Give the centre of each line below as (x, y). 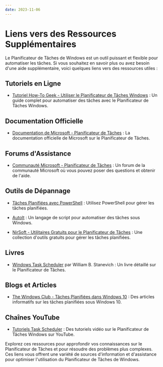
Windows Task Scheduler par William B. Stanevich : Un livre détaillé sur (84, 264)
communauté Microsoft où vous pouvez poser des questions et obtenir (84, 170)
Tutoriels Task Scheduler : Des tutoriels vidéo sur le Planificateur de (81, 329)
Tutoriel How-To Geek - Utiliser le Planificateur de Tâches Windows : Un (85, 95)
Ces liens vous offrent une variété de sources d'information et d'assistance (81, 354)
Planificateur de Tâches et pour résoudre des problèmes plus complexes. (79, 349)
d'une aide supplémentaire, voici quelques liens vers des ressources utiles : (81, 68)
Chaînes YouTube (33, 317)
